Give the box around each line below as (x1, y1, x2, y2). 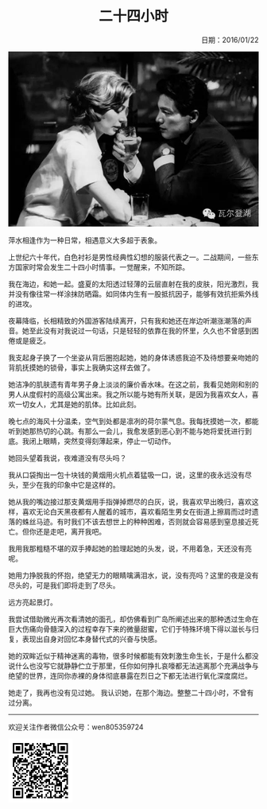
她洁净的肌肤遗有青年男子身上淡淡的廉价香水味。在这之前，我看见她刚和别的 (8, 379, 259, 389)
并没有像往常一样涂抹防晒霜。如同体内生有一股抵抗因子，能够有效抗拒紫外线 (8, 289, 259, 298)
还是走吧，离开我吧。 (35, 527, 106, 536)
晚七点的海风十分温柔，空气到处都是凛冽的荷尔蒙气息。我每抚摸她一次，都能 (8, 416, 259, 426)
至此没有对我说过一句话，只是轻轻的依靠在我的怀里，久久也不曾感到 (29, 325, 252, 335)
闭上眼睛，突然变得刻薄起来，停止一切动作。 (29, 436, 176, 445)
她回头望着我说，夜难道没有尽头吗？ (8, 453, 127, 462)
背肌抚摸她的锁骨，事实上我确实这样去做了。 (8, 363, 155, 372)
